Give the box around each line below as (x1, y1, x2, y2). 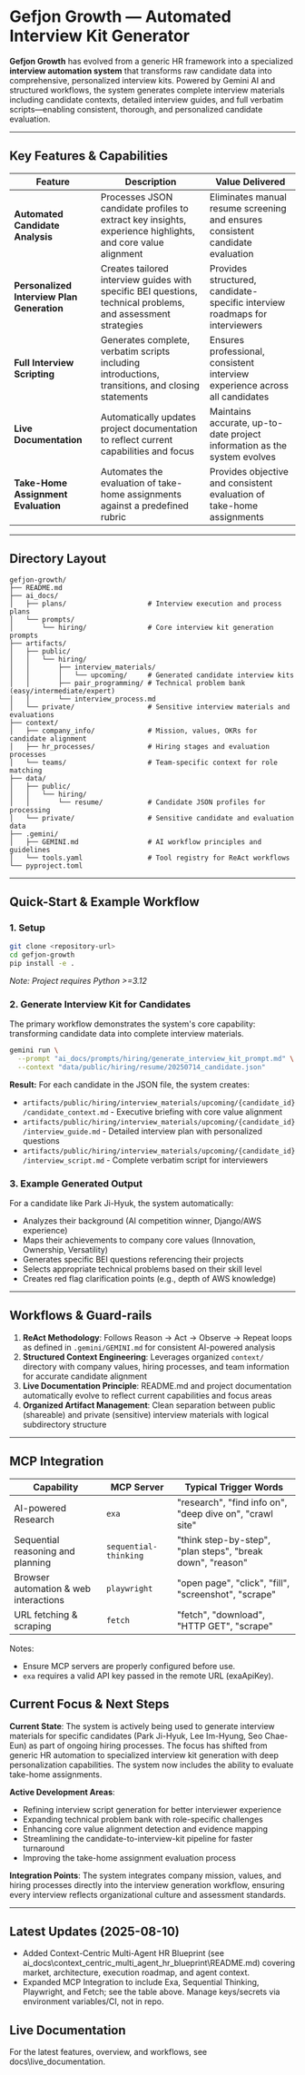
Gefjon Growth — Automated (9, 6, 231, 27)
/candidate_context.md (22, 1107, 109, 1117)
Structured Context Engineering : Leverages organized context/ (22, 1351, 265, 1362)
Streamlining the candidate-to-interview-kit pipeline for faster (22, 1833, 253, 1844)
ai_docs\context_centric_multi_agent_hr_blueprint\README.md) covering (22, 1958, 296, 1969)
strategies (100, 319, 143, 331)
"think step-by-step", (176, 1533, 271, 1546)
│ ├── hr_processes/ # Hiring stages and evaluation (9, 742, 271, 751)
